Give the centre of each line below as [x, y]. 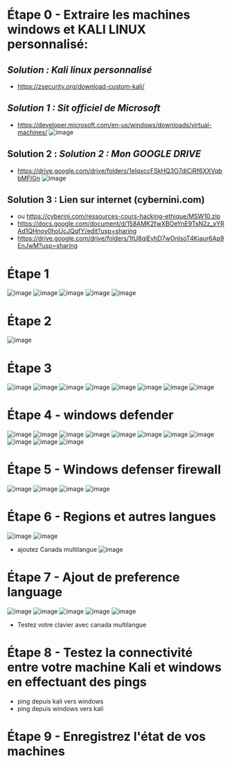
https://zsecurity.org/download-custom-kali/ [81, 86]
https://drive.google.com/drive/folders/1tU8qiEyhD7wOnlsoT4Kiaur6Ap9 [121, 238]
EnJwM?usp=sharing [47, 246]
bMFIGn [28, 178]
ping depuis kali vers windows [60, 701]
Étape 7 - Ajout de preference [93, 577]
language [35, 592]
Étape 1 [28, 274]
